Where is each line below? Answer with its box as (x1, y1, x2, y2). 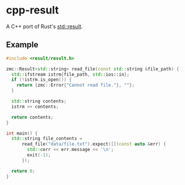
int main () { (6, 130, 38, 136)
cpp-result (6, 4, 59, 17)
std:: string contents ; (11, 98, 67, 104)
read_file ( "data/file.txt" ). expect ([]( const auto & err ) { (21, 141, 166, 147)
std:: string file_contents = (11, 136, 83, 142)
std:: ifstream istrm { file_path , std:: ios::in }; (11, 71, 130, 77)
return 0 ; (11, 168, 35, 174)
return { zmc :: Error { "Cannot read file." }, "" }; (16, 83, 135, 88)
